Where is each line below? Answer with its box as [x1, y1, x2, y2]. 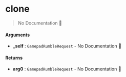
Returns [5, 55, 23, 61]
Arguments [5, 32, 30, 38]
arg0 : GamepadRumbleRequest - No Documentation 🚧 [12, 66, 121, 72]
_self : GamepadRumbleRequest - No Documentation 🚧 [12, 43, 122, 49]
